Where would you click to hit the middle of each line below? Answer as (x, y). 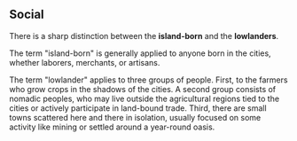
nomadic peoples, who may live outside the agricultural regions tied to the (145, 98)
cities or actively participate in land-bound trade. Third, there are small (138, 108)
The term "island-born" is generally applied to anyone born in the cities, (141, 53)
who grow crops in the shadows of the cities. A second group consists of (143, 89)
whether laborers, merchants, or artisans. (85, 62)
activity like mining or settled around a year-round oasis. (112, 127)
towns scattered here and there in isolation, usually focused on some (135, 117)
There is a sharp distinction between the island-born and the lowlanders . (144, 35)
